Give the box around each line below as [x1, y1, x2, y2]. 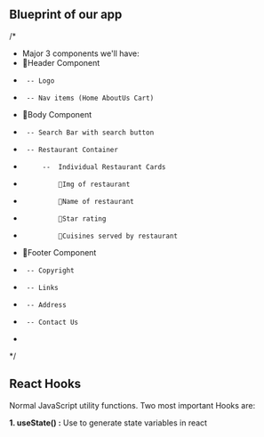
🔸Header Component [21, 57, 100, 68]
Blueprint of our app [9, 7, 123, 22]
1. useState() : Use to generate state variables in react [9, 417, 207, 428]
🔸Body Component [21, 109, 92, 119]
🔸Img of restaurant [58, 180, 131, 189]
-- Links [26, 283, 60, 292]
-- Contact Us [26, 318, 79, 327]
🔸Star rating [58, 214, 107, 223]
